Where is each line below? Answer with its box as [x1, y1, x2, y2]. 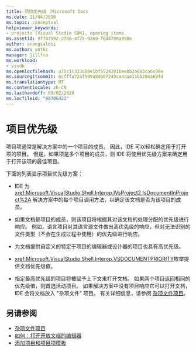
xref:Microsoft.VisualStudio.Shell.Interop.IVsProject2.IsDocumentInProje [14, 189, 188, 196]
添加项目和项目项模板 [14, 340, 66, 347]
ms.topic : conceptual [6, 19, 59, 25]
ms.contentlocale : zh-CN [6, 85, 67, 91]
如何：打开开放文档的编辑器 [14, 332, 82, 339]
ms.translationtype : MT [6, 80, 64, 85]
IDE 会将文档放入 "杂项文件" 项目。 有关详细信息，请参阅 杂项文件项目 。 [14, 289, 189, 296]
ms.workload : [6, 57, 38, 63]
